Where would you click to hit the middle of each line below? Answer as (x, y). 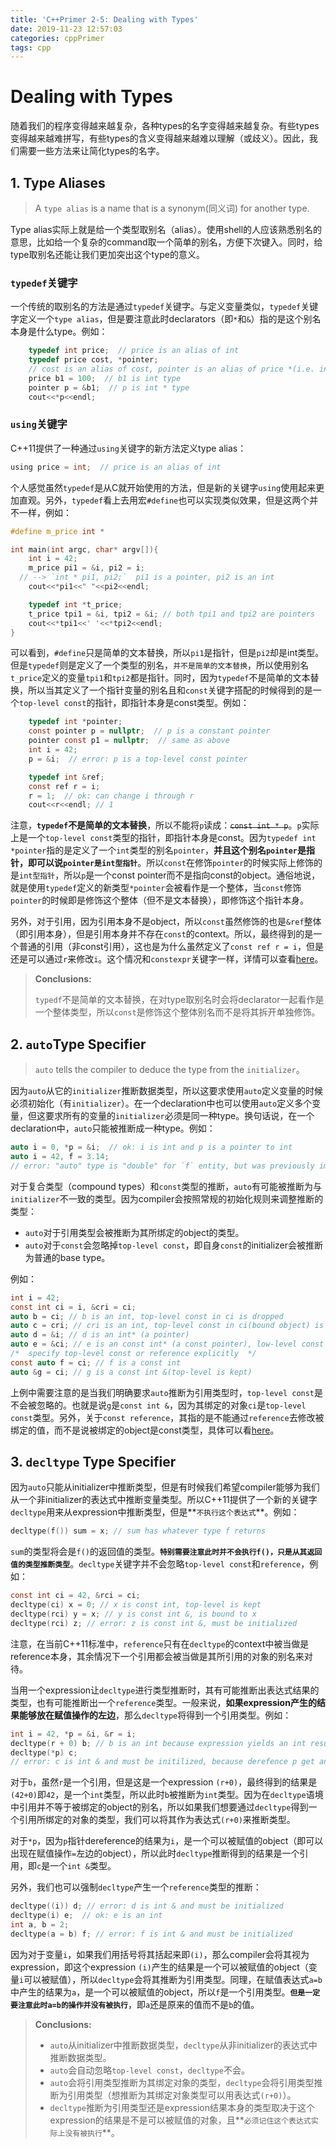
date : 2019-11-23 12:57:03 (66, 29)
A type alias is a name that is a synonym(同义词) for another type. (172, 208)
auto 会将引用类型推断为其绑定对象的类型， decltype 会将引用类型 (182, 2082)
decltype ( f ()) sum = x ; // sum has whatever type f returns (138, 1531)
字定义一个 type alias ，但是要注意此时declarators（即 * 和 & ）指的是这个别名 (166, 319)
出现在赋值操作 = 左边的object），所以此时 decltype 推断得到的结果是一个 (155, 1853)
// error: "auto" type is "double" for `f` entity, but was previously (162, 1166)
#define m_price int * (57, 531)
